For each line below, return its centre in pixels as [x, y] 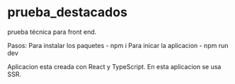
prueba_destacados [67, 12]
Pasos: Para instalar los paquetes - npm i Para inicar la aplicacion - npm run [118, 45]
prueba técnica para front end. [52, 32]
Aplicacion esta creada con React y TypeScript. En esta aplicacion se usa [114, 66]
